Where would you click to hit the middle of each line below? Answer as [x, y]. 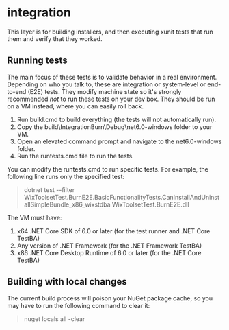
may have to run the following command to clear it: [79, 305]
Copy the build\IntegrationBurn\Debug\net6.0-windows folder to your [114, 127]
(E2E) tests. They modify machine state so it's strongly [105, 91]
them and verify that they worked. [55, 38]
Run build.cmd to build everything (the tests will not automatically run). [117, 119]
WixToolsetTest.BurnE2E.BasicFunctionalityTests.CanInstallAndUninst [122, 197]
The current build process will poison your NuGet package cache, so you [110, 298]
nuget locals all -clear [54, 319]
